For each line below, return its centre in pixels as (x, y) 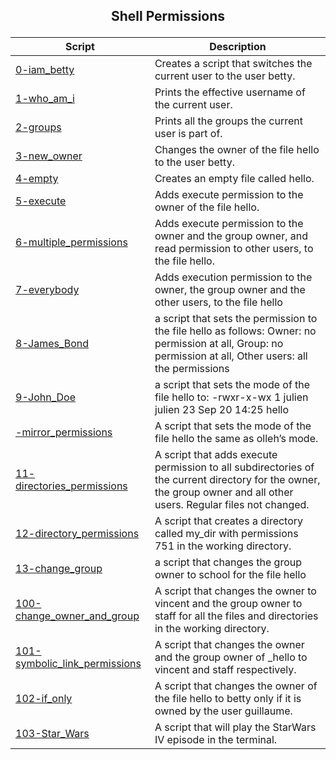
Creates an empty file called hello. (234, 179)
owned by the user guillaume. (223, 711)
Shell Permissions (168, 16)
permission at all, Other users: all (231, 356)
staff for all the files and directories (236, 616)
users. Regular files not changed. (232, 505)
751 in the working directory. (223, 546)
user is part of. (188, 134)
